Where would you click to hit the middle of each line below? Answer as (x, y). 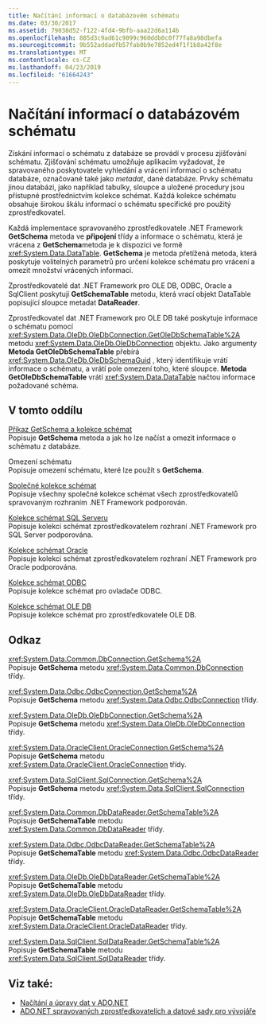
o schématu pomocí (41, 326)
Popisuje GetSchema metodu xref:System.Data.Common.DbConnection (126, 668)
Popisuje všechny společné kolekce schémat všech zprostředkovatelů (123, 494)
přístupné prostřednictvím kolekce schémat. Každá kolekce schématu (122, 195)
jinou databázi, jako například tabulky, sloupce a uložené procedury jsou (126, 187)
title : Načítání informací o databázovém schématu (94, 16)
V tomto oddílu (46, 410)
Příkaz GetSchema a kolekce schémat (70, 430)
